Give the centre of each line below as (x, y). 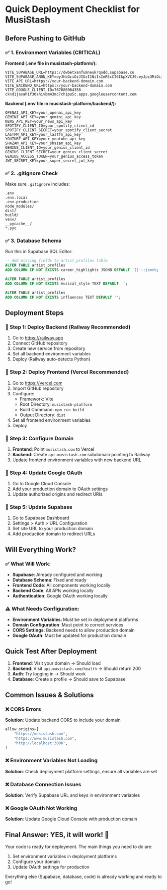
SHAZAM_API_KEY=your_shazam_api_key (43, 143)
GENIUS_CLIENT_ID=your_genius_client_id (48, 148)
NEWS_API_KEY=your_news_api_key (39, 121)
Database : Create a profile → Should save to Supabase (69, 679)
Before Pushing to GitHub (45, 38)
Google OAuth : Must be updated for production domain (69, 635)
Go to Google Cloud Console (42, 484)
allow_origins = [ (22, 729)
